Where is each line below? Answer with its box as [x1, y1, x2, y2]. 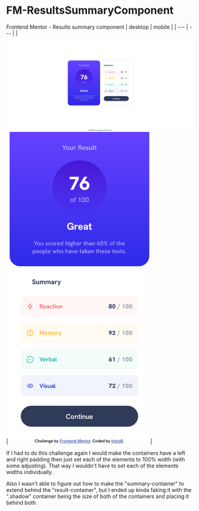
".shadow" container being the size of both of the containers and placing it [6, 493, 189, 500]
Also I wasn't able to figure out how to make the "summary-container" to [6, 480, 185, 487]
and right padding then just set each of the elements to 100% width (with [6, 456, 185, 463]
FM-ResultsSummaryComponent [6, 4, 174, 17]
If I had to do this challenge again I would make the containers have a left [6, 450, 186, 457]
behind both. [6, 499, 38, 506]
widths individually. [6, 469, 54, 476]
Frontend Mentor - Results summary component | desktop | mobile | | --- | [6, 23, 189, 30]
